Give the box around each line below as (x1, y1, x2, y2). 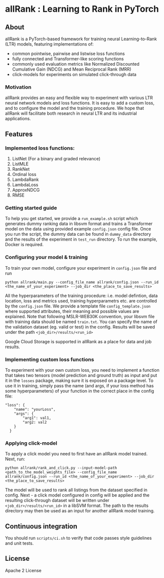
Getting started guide (5, 204, 57, 211)
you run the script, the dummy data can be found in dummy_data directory (5, 231, 151, 237)
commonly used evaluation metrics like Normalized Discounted (12, 61, 140, 67)
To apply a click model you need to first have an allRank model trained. (5, 451, 148, 457)
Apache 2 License (5, 567, 42, 573)
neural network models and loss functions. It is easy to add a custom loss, (5, 100, 155, 106)
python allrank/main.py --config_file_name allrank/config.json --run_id (5, 279, 159, 285)
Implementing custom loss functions (5, 356, 94, 363)
